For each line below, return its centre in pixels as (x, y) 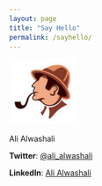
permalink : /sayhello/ (51, 37)
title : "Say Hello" (45, 28)
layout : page (33, 19)
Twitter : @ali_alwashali (51, 156)
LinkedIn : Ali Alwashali (51, 173)
